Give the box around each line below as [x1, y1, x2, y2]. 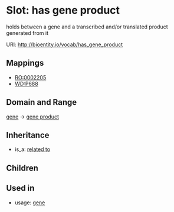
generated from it [6, 29, 49, 36]
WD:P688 [14, 80, 38, 87]
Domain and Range [6, 97, 77, 107]
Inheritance [6, 130, 50, 140]
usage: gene [14, 199, 45, 206]
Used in [6, 183, 35, 193]
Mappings [6, 58, 44, 68]
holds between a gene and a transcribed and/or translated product [6, 23, 168, 30]
